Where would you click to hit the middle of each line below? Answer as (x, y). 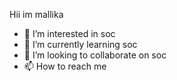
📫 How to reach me (65, 66)
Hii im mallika (36, 14)
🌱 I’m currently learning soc (80, 44)
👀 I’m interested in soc (69, 33)
